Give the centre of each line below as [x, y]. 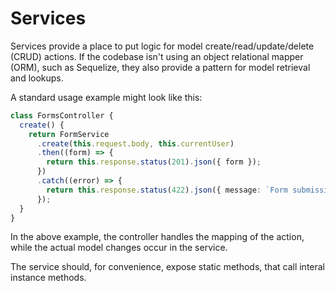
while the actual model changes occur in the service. [119, 248]
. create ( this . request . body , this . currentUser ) [135, 143]
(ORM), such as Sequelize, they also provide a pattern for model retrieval [160, 67]
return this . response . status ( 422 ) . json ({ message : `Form [167, 190]
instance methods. [48, 278]
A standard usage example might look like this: [106, 97]
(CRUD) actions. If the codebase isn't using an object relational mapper [157, 56]
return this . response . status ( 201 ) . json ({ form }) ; [154, 162]
